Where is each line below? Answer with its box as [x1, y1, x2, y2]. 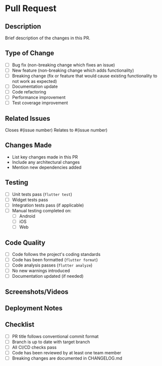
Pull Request [5, 3, 57, 14]
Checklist [5, 320, 35, 329]
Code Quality [5, 239, 45, 247]
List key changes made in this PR [12, 154, 78, 160]
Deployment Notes [5, 304, 63, 313]
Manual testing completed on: [12, 207, 72, 213]
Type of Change [5, 49, 54, 57]
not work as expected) [12, 79, 57, 84]
